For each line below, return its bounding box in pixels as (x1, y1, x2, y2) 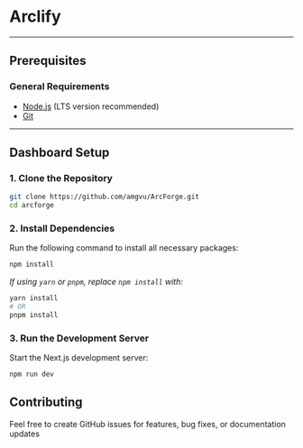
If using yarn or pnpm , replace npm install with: (9, 277, 183, 288)
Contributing (9, 395, 83, 410)
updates (9, 428, 41, 439)
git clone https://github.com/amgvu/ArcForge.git (9, 192, 200, 202)
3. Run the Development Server (9, 332, 150, 344)
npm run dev (9, 370, 54, 379)
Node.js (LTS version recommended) (22, 101, 160, 112)
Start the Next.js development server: (9, 352, 149, 363)
